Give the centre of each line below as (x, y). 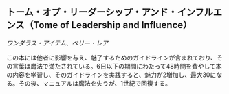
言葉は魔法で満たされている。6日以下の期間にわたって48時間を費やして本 (117, 66)
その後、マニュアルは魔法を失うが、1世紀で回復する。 (95, 83)
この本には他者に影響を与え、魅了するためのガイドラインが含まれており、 (112, 58)
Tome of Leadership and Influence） (113, 25)
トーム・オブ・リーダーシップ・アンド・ (92, 12)
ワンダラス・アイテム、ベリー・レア (57, 43)
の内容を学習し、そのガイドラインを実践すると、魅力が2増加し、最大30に (111, 75)
